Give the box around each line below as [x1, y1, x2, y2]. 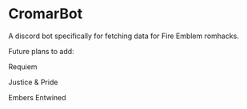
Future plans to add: [8, 46, 74, 56]
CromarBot [8, 5, 83, 23]
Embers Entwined [8, 92, 66, 102]
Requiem [8, 61, 38, 72]
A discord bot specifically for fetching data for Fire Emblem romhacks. [8, 31, 240, 41]
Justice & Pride [8, 77, 58, 87]
